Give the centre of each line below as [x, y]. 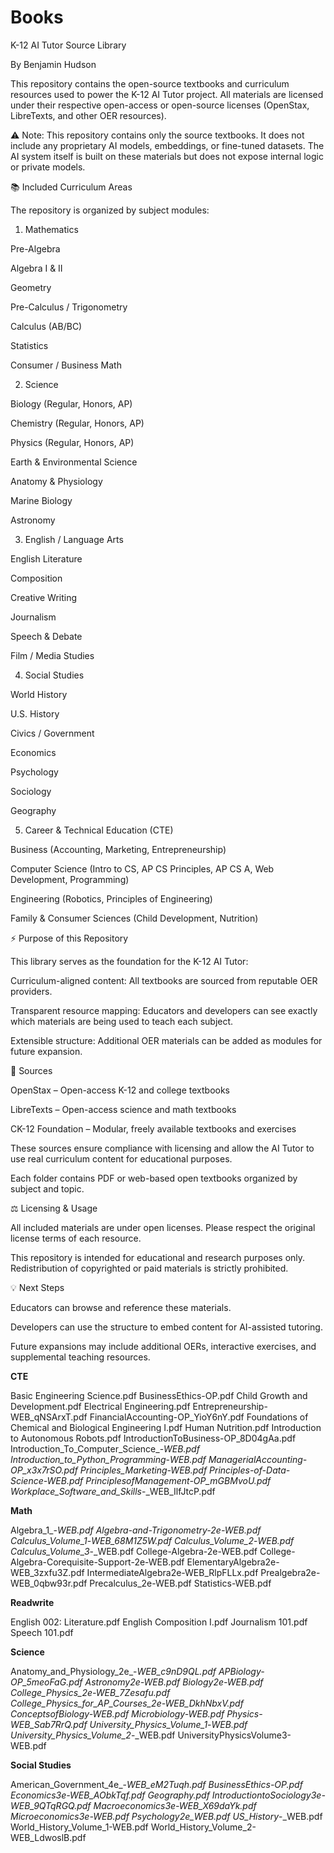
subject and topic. [47, 1188]
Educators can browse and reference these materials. [121, 1307]
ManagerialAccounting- [258, 1459]
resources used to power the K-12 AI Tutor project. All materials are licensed [167, 94]
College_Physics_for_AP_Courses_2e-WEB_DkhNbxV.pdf [127, 1703]
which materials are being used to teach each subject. [122, 1021]
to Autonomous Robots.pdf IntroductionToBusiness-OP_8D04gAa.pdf [153, 1438]
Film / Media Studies [52, 655]
